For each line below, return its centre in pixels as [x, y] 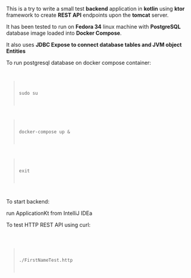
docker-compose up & [45, 132]
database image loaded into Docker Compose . [64, 33]
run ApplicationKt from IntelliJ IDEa [49, 213]
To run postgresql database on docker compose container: [79, 63]
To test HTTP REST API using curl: [48, 225]
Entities [16, 51]
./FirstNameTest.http [46, 261]
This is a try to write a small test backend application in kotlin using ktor [95, 9]
